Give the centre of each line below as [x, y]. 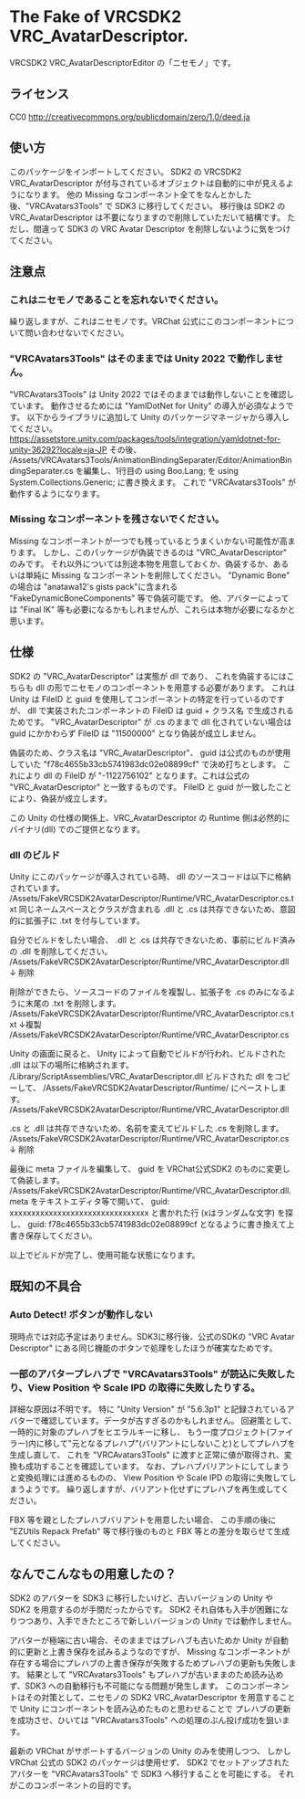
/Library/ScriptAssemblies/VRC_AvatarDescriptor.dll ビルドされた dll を [142, 1076]
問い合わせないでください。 [77, 333]
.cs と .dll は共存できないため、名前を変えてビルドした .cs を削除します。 [147, 1128]
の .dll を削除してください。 [61, 951]
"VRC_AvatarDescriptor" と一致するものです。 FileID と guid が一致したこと [151, 786]
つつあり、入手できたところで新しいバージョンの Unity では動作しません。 [157, 1620]
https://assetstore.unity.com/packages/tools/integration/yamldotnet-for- [145, 438]
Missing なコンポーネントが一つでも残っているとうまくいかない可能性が [145, 541]
